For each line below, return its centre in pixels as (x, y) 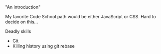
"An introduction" (23, 7)
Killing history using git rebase (43, 46)
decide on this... (22, 22)
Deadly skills (18, 31)
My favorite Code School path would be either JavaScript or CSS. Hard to (80, 16)
